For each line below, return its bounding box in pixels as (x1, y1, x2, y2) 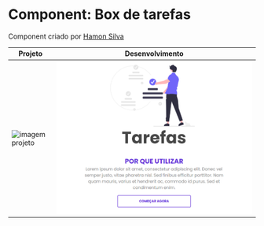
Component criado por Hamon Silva (8, 31, 124, 41)
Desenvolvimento (124, 49, 184, 58)
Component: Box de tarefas (8, 6, 191, 24)
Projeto (18, 49, 43, 58)
